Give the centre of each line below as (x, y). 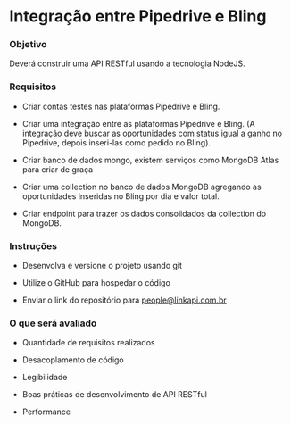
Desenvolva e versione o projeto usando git (102, 266)
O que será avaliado (53, 323)
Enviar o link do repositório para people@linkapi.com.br (124, 300)
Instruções (33, 245)
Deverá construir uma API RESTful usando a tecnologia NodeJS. (127, 63)
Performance (46, 412)
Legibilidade (45, 378)
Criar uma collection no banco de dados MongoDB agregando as (141, 187)
